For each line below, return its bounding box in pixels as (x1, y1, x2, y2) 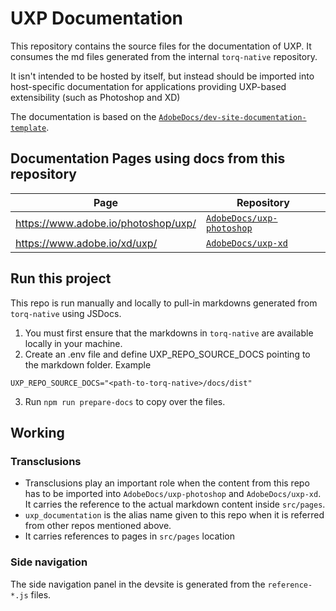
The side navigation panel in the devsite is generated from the (10, 578, 266, 590)
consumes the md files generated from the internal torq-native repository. (10, 50, 318, 62)
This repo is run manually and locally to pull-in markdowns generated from (10, 297, 318, 309)
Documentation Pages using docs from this (10, 150, 286, 167)
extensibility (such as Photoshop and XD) (10, 91, 181, 103)
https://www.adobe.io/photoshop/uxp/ (15, 216, 197, 230)
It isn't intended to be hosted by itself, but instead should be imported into (10, 70, 315, 82)
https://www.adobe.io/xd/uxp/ (15, 236, 158, 250)
